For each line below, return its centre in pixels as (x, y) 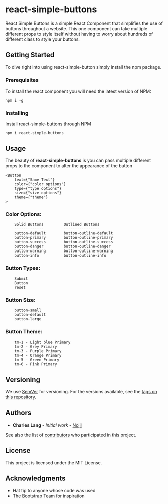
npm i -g (14, 101)
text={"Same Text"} (35, 180)
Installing (17, 113)
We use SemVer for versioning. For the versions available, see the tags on (81, 392)
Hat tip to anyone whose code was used (54, 490)
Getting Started (30, 55)
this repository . (21, 397)
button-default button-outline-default (64, 233)
